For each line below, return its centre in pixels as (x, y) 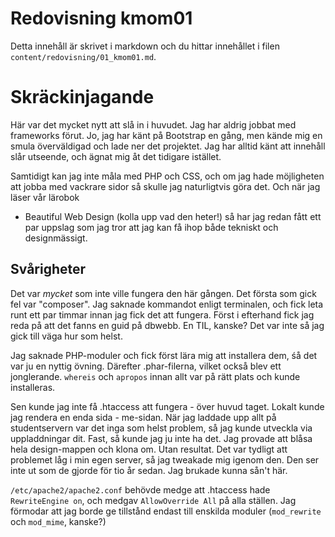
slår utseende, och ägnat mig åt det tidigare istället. (116, 156)
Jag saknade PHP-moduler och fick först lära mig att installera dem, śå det (164, 355)
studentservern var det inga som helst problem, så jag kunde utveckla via (161, 428)
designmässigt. (56, 238)
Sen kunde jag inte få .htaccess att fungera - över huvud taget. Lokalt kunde (167, 406)
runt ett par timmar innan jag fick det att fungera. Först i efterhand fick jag (162, 314)
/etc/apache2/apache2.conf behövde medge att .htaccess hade (140, 489)
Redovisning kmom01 (101, 18)
